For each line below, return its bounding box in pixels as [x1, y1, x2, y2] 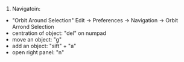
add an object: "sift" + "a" [11, 42, 77, 49]
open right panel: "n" [11, 49, 65, 56]
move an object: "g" [11, 36, 62, 43]
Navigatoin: [11, 5, 41, 12]
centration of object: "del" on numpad [11, 29, 107, 37]
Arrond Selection [11, 23, 54, 30]
